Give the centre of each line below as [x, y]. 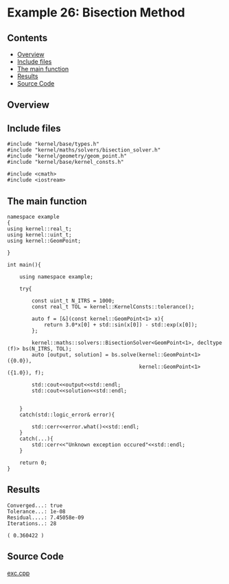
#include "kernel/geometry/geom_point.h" [67, 156]
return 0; [34, 463]
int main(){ [24, 265]
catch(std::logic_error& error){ [67, 415]
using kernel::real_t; [39, 229]
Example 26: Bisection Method [96, 13]
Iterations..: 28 [32, 523]
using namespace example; [57, 277]
